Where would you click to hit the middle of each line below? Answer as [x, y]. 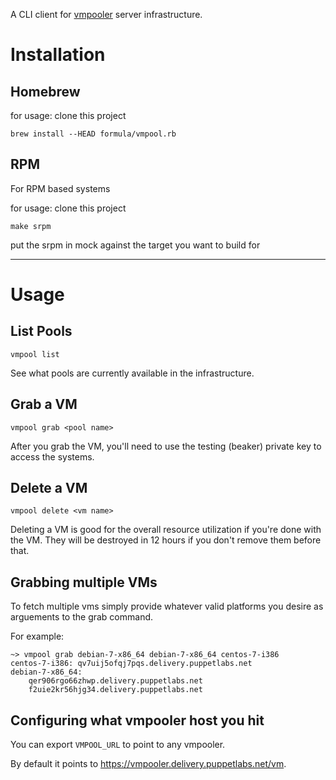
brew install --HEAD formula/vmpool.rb [93, 134]
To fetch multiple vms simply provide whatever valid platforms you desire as [167, 606]
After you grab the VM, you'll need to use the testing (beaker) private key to [166, 446]
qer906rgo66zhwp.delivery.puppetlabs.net [115, 681]
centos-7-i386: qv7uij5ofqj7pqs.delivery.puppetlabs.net [131, 664]
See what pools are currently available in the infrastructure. [132, 373]
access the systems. [52, 456]
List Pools [41, 331]
